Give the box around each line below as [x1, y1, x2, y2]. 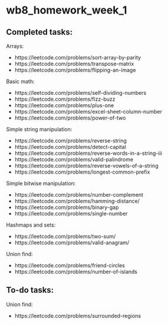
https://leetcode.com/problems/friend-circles [14, 262, 125, 268]
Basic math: [6, 78, 35, 85]
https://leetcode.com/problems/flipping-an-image [14, 67, 136, 74]
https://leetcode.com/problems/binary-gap [14, 204, 119, 211]
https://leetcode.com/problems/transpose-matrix [14, 60, 134, 67]
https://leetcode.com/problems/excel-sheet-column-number [14, 108, 162, 115]
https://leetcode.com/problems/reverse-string [14, 137, 127, 144]
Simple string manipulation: [6, 126, 73, 132]
